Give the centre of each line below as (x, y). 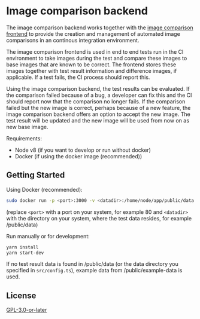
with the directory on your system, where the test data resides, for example (99, 218)
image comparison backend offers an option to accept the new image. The (98, 114)
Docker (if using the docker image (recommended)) (78, 156)
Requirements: (24, 138)
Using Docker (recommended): (44, 189)
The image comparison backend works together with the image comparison (100, 27)
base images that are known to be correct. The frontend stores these (91, 65)
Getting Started (36, 175)
